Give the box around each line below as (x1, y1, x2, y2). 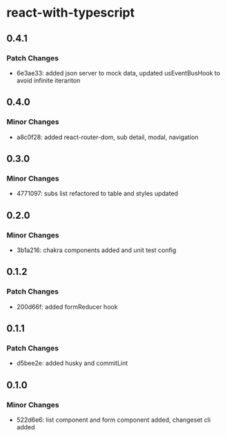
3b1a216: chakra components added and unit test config (16, 246, 177, 254)
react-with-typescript (6, 5, 135, 21)
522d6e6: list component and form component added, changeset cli (16, 416, 211, 424)
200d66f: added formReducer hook (16, 303, 118, 311)
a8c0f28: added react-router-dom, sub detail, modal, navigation (16, 133, 199, 141)
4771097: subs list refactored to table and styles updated (16, 189, 179, 198)
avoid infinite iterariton (16, 76, 81, 84)
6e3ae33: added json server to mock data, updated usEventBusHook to (16, 69, 221, 77)
